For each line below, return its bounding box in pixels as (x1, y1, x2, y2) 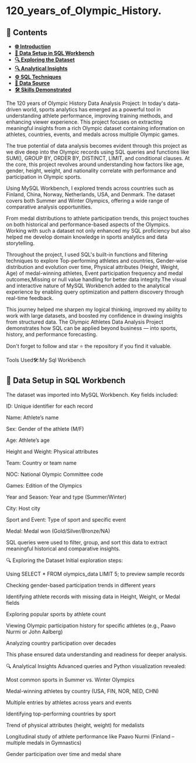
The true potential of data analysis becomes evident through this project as (6, 142, 187, 149)
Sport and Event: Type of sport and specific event (6, 516, 126, 523)
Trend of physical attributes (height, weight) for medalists (6, 721, 145, 728)
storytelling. (6, 240, 35, 247)
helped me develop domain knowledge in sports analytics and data (6, 233, 168, 240)
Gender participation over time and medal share (6, 750, 122, 757)
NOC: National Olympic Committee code (6, 471, 104, 478)
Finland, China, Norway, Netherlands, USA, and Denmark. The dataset (6, 191, 176, 197)
